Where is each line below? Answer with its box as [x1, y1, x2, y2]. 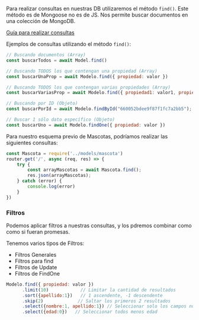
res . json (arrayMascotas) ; [27, 173, 92, 179]
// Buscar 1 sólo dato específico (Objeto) [6, 117, 115, 122]
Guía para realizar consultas [6, 29, 75, 36]
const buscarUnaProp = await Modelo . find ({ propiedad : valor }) [6, 73, 168, 79]
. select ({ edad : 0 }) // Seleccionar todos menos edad [21, 309, 158, 315]
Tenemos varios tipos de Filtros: [6, 240, 85, 247]
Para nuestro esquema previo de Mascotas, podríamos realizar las [6, 132, 168, 140]
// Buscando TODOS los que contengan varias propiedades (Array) [6, 84, 171, 90]
